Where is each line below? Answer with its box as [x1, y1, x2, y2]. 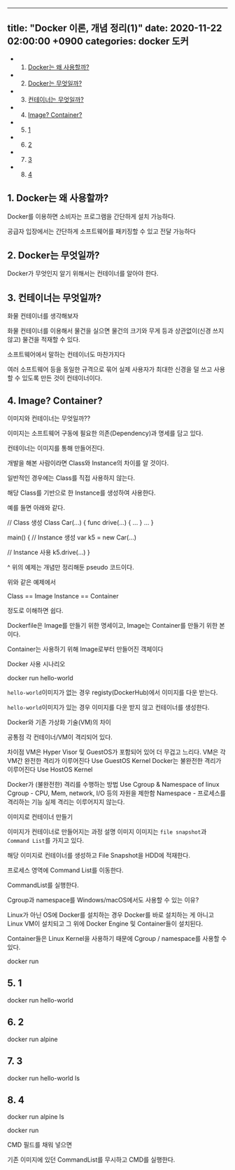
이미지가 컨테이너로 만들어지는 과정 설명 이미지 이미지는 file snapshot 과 [7, 827, 207, 836]
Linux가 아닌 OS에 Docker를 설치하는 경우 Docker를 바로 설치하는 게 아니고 [7, 911, 215, 919]
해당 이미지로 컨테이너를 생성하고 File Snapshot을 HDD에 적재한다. [7, 851, 191, 860]
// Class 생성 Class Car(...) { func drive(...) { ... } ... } [7, 518, 154, 527]
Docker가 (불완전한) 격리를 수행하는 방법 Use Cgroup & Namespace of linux [7, 780, 220, 789]
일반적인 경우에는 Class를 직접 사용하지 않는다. [7, 474, 135, 482]
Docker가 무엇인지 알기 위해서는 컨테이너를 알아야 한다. [7, 269, 159, 277]
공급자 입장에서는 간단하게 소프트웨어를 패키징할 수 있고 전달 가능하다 [7, 227, 196, 235]
